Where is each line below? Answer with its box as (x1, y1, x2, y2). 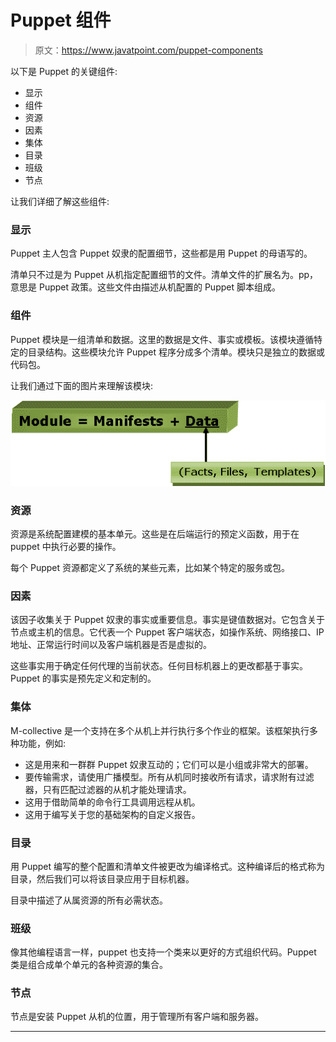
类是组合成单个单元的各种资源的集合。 (10, 959, 168, 971)
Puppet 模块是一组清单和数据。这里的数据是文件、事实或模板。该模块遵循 (10, 333, 315, 345)
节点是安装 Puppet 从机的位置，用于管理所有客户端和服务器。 (10, 1011, 264, 1023)
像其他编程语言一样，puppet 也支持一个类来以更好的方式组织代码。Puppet (10, 946, 317, 958)
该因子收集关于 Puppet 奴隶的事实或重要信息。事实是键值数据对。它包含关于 (10, 614, 325, 626)
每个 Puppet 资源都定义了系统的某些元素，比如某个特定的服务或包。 (10, 562, 290, 573)
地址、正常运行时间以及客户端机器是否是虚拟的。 (10, 639, 212, 651)
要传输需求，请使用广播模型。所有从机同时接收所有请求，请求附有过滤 (24, 771, 315, 783)
